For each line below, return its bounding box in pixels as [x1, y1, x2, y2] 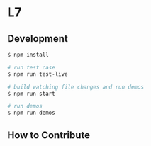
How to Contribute [7, 129, 91, 141]
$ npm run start [7, 90, 55, 97]
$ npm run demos [7, 109, 55, 117]
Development [7, 33, 69, 45]
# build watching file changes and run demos [7, 83, 144, 91]
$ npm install [7, 51, 50, 58]
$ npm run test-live [7, 70, 69, 78]
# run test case [7, 64, 55, 71]
